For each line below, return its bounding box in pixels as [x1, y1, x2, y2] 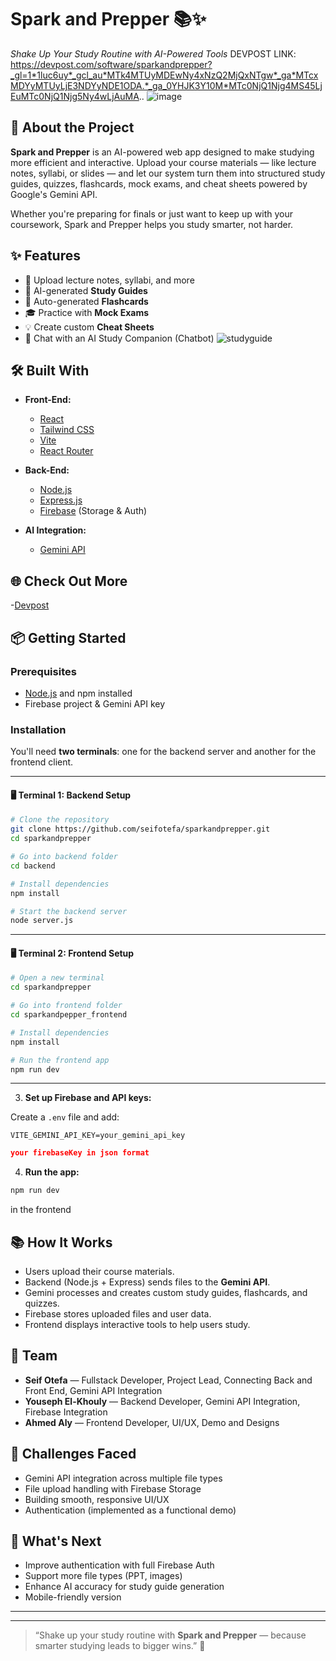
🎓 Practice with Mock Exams [24, 306, 150, 318]
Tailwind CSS [39, 424, 95, 436]
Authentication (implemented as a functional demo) [24, 1504, 237, 1516]
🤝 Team [10, 1347, 58, 1365]
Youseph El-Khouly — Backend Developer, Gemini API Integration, [24, 1395, 301, 1407]
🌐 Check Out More [10, 572, 128, 590]
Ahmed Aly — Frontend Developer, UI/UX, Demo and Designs [24, 1416, 280, 1428]
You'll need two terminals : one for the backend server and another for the [10, 746, 317, 758]
